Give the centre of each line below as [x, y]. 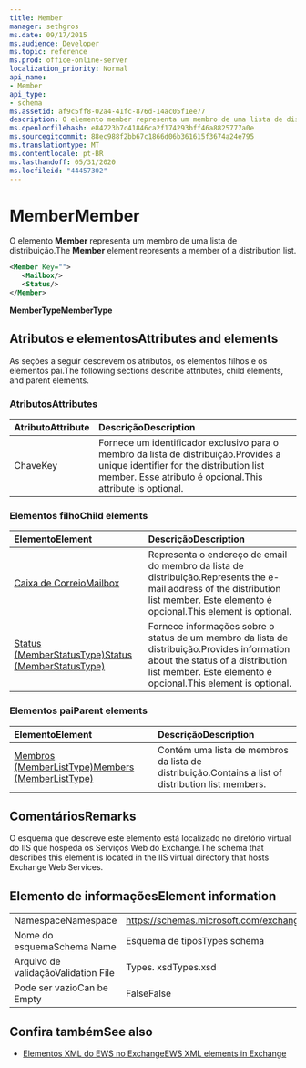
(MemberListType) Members [74, 767]
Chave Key [36, 465]
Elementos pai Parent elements [79, 710]
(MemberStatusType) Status [73, 655]
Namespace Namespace [66, 920]
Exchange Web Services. [56, 867]
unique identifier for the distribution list [182, 465]
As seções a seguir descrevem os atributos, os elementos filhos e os [138, 360]
